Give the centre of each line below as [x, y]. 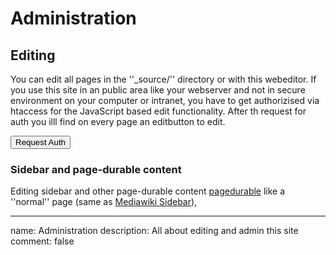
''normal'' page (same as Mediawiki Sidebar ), [104, 202]
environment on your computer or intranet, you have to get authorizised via [165, 100]
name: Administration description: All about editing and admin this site [154, 231]
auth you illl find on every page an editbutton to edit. [118, 121]
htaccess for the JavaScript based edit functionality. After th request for [158, 111]
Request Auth [41, 142]
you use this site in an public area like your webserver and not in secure [158, 90]
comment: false [42, 241]
